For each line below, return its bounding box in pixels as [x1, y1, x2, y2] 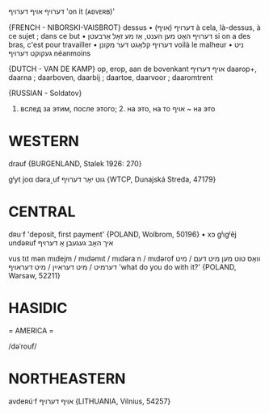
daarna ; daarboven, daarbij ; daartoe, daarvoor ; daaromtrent [8, 73, 213, 82]
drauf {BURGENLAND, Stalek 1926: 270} [8, 158, 142, 168]
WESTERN [8, 132, 79, 151]
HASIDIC [8, 299, 68, 317]
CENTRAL [8, 203, 76, 221]
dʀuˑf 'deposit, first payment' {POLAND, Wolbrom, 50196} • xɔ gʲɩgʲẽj [8, 229, 237, 239]
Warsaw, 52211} [8, 270, 61, 280]
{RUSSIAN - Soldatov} [8, 88, 82, 98]
